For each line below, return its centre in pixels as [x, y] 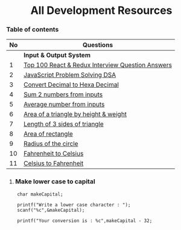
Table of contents [33, 30]
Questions [98, 45]
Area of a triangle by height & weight [75, 114]
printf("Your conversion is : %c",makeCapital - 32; [85, 221]
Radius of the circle [51, 144]
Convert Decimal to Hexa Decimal [71, 85]
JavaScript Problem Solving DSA [70, 75]
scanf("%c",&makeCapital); [51, 210]
